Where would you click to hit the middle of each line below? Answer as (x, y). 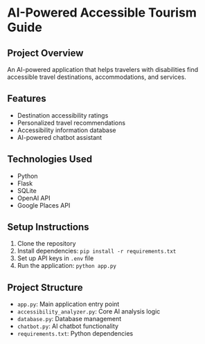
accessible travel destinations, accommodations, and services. (97, 77)
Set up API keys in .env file (55, 258)
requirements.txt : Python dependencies (75, 334)
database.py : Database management (69, 319)
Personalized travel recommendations (71, 123)
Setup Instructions (48, 227)
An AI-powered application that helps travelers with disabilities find (103, 70)
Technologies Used (50, 160)
